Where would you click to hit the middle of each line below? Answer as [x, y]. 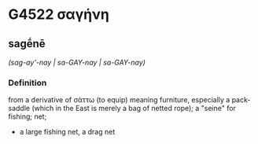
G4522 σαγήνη [59, 15]
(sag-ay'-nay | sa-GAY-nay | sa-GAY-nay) [77, 62]
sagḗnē [27, 44]
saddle [19, 109]
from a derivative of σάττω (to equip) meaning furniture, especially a [119, 100]
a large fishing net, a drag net [67, 132]
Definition [28, 83]
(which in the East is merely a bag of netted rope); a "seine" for [133, 109]
